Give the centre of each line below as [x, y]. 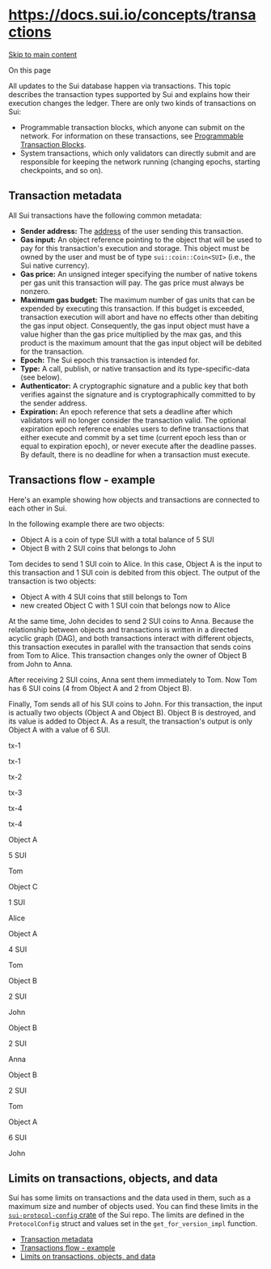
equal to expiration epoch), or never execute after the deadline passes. [138, 446]
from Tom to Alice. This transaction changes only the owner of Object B [128, 655]
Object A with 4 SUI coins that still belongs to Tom [104, 596]
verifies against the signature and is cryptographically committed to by [138, 394]
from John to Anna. [40, 664]
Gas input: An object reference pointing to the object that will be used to [141, 240]
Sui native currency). [55, 265]
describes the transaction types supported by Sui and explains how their [129, 94]
